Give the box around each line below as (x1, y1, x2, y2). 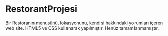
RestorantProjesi (5, 3, 78, 15)
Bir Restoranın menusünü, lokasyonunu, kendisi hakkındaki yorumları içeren (5, 20, 163, 26)
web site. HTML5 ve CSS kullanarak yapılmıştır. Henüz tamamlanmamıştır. (5, 25, 159, 31)
